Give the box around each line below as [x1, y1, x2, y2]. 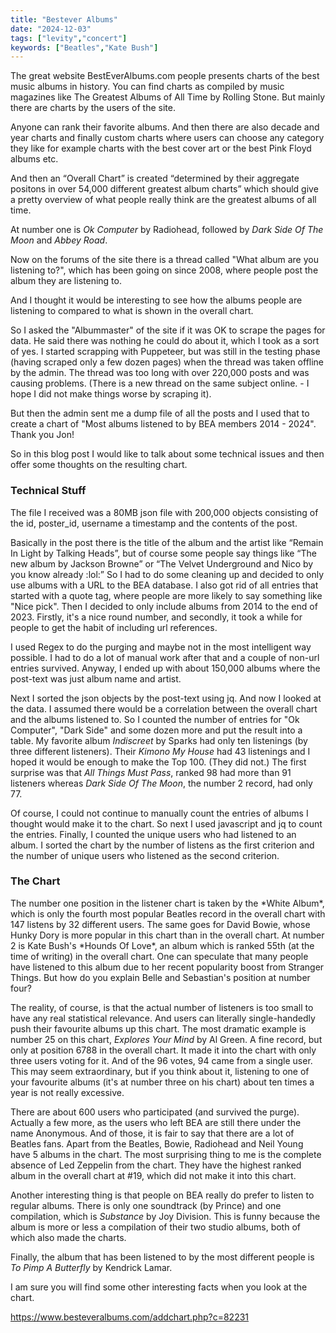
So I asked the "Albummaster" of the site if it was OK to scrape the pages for [10, 324, 326, 336]
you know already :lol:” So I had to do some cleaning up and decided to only [10, 568, 324, 580]
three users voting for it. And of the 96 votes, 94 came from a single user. [10, 1054, 313, 1066]
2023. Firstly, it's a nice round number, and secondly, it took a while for [10, 611, 303, 623]
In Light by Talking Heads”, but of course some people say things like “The [10, 547, 317, 559]
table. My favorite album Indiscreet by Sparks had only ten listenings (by [10, 734, 308, 746]
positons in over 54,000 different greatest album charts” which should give [10, 183, 319, 195]
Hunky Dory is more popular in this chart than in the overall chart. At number [10, 929, 325, 941]
